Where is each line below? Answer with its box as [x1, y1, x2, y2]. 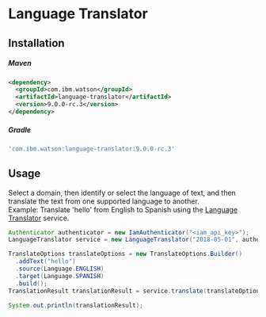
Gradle [8, 124, 32, 135]
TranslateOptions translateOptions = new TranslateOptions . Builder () [8, 250, 243, 258]
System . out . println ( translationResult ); [8, 301, 144, 309]
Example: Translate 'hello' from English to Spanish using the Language [8, 204, 238, 214]
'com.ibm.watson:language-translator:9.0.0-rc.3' [8, 144, 176, 153]
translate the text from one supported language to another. [8, 196, 199, 206]
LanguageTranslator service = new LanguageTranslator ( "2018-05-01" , [8, 235, 239, 244]
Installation [8, 36, 65, 50]
